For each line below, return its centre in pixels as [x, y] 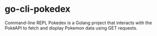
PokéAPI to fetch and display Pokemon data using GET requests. [71, 28]
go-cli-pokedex [37, 9]
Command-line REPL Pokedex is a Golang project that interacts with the [78, 23]
